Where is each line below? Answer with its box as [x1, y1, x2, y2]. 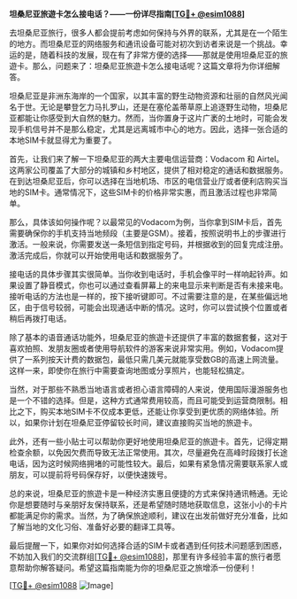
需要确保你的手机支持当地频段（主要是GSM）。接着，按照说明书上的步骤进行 [9, 228, 287, 238]
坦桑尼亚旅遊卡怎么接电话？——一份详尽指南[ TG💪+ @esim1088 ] [9, 9, 246, 19]
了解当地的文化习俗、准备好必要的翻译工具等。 [9, 522, 179, 532]
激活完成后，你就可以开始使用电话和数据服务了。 [9, 250, 187, 261]
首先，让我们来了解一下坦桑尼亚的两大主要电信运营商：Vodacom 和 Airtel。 [9, 154, 285, 164]
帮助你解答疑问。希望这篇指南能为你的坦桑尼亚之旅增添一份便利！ [16, 563, 257, 572]
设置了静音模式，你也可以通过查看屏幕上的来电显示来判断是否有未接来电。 [16, 280, 288, 291]
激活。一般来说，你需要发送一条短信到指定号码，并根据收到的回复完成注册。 [9, 239, 288, 249]
